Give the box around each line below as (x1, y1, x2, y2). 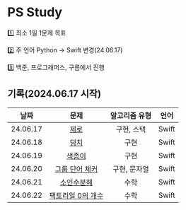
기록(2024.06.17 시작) (7, 88, 101, 100)
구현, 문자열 (112, 164, 150, 174)
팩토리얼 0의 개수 (49, 190, 104, 200)
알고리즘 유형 (110, 110, 152, 120)
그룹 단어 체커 (54, 164, 98, 174)
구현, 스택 (115, 124, 146, 134)
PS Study (7, 4, 62, 21)
